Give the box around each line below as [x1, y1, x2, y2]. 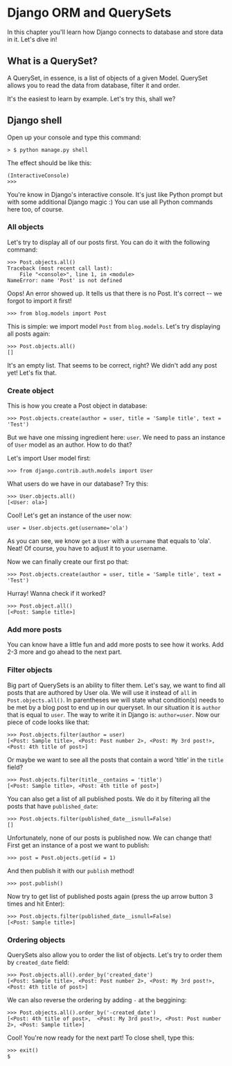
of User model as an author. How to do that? [7, 440, 132, 449]
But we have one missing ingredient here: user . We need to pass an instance [7, 433, 226, 442]
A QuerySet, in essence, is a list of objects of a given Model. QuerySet [7, 74, 208, 82]
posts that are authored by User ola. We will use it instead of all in [7, 688, 197, 696]
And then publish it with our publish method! [7, 866, 135, 875]
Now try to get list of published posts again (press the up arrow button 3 [7, 892, 213, 900]
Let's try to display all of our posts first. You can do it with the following [7, 238, 210, 246]
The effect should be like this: [7, 158, 92, 167]
